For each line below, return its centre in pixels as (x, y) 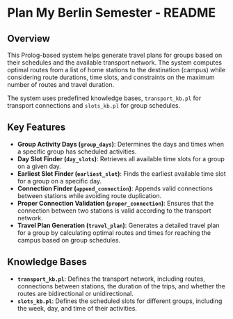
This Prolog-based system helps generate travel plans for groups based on (115, 55)
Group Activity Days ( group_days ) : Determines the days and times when (121, 144)
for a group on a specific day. (59, 181)
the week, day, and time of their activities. (77, 308)
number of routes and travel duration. (61, 84)
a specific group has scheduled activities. (77, 152)
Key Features (37, 128)
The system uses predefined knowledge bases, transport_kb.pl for (104, 98)
